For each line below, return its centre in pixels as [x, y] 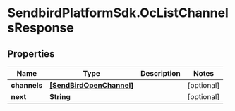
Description [161, 73]
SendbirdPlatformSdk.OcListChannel [118, 13]
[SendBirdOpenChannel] [91, 85]
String [60, 97]
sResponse [41, 28]
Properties [31, 54]
